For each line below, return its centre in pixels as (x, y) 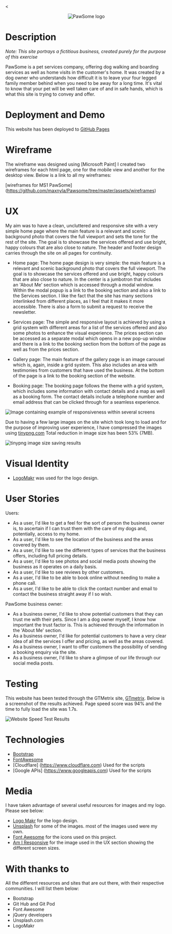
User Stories (32, 499)
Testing (22, 684)
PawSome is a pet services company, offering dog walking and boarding (82, 67)
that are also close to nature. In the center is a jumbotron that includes (87, 279)
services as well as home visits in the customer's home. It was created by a (85, 72)
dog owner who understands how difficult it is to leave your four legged (81, 78)
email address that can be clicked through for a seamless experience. (86, 402)
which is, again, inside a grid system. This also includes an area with (85, 365)
